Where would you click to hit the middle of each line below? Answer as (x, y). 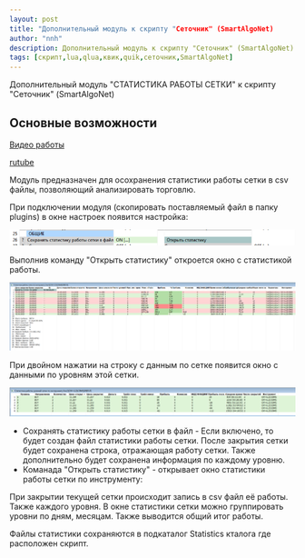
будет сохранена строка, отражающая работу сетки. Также (139, 450)
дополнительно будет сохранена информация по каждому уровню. (154, 460)
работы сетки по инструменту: (83, 479)
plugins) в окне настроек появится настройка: (99, 216)
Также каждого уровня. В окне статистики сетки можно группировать (147, 506)
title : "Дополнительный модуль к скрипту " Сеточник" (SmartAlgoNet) (142, 29)
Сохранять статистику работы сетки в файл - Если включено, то (148, 431)
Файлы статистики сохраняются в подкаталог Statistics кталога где (140, 533)
